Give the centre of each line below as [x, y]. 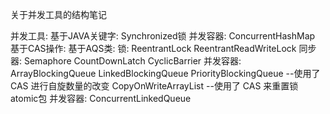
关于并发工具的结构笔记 [58, 14]
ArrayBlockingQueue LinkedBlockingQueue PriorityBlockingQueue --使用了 [165, 73]
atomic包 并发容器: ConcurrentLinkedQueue [101, 98]
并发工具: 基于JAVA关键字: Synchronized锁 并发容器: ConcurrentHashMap [163, 36]
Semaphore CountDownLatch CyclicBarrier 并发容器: [132, 61]
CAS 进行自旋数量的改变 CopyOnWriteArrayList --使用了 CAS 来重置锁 [154, 86]
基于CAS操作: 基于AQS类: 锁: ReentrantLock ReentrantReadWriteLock [153, 48]
